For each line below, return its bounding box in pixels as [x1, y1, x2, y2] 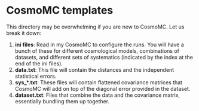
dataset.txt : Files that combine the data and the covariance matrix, [14, 91, 180, 99]
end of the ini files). [14, 60, 63, 67]
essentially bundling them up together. [14, 97, 109, 104]
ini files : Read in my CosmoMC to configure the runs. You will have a [14, 41, 184, 48]
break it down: [6, 29, 42, 36]
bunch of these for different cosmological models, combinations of [14, 47, 180, 54]
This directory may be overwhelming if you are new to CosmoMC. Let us [6, 23, 185, 30]
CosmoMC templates [6, 4, 114, 17]
